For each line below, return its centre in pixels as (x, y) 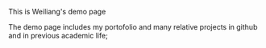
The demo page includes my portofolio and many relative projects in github (133, 27)
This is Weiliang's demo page (57, 12)
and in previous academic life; (58, 36)
